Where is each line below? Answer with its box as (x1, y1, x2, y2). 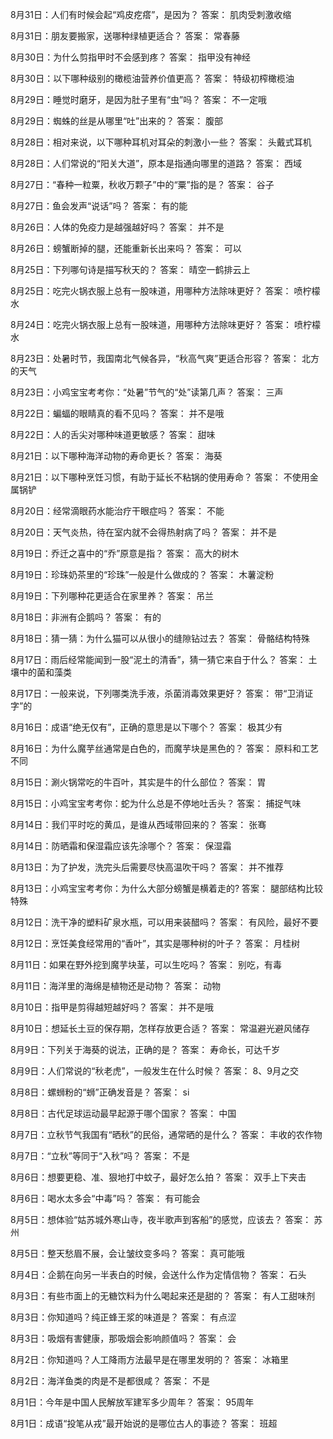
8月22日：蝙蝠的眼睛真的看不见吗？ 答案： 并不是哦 (10, 408, 225, 419)
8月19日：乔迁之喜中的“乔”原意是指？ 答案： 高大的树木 (10, 548, 240, 559)
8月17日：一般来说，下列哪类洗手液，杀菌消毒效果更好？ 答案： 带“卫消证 (10, 688, 314, 699)
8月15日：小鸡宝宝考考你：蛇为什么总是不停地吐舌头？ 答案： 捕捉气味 (10, 798, 302, 809)
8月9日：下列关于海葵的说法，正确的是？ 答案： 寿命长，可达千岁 (10, 1044, 281, 1055)
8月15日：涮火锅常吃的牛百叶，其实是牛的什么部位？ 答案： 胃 (10, 776, 267, 788)
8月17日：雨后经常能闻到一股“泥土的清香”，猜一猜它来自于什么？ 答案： (10, 654, 307, 665)
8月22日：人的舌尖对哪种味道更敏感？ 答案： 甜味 (10, 429, 216, 440)
